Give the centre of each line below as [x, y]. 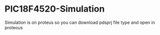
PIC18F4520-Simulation [55, 9]
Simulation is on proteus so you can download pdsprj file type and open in [80, 22]
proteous [14, 27]
